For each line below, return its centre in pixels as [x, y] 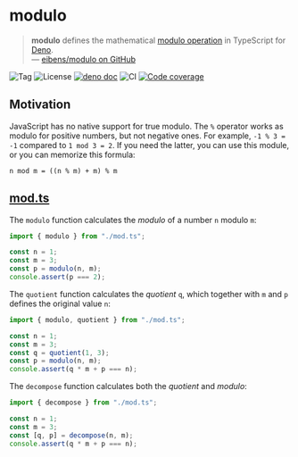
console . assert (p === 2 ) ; [57, 278]
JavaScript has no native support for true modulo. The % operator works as [146, 126]
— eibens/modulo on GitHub [83, 59]
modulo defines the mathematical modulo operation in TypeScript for [158, 40]
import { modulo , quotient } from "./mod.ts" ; [97, 320]
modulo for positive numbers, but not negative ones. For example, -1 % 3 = [147, 136]
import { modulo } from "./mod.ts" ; [77, 236]
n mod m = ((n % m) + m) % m [63, 170]
